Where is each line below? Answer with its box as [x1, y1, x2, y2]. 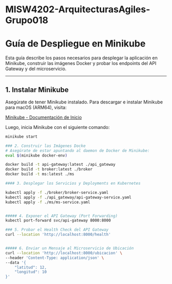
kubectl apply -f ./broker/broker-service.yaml [5, 190, 109, 195]
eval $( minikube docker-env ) [5, 152, 68, 158]
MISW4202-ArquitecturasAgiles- [5, 4, 150, 15]
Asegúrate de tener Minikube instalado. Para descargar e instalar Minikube [5, 99, 163, 105]
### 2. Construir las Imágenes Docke [5, 143, 86, 148]
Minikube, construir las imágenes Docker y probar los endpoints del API [5, 60, 157, 67]
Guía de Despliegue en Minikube [5, 38, 146, 50]
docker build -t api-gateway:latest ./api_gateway [5, 162, 116, 167]
